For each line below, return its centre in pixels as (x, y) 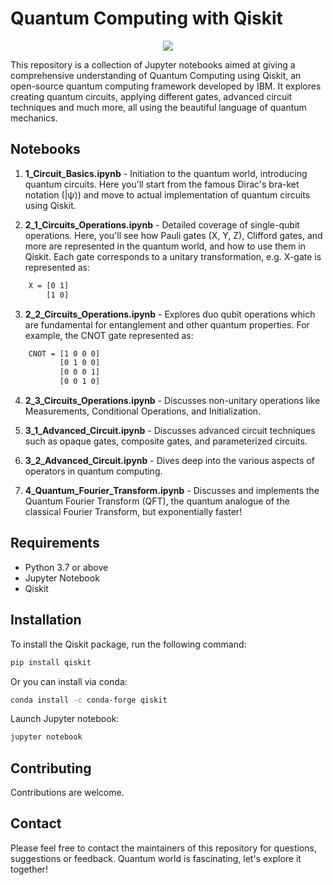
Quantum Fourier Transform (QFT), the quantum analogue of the (157, 501)
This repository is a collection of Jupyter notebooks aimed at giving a (153, 64)
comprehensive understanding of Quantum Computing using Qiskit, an (156, 75)
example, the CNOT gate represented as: (109, 335)
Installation (46, 620)
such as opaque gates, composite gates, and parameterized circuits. (166, 441)
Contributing (51, 768)
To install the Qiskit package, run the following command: (128, 644)
